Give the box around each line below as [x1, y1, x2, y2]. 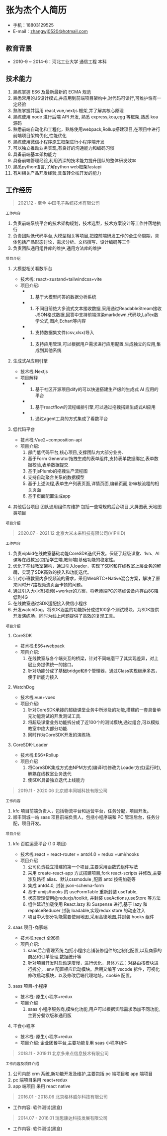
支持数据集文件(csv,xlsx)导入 [35, 330, 94, 336]
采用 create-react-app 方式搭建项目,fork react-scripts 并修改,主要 [27, 870, 162, 876]
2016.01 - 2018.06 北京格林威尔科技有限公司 [17, 1094, 108, 1100]
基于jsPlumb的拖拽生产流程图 [27, 468, 88, 474]
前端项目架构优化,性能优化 [12, 132, 67, 138]
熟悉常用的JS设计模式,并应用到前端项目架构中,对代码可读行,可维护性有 [12, 95, 157, 101]
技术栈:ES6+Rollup [20, 752, 59, 758]
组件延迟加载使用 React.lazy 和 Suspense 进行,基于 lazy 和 [27, 901, 148, 907]
